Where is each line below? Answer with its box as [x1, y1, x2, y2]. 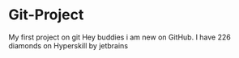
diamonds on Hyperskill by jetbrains [8, 40, 128, 50]
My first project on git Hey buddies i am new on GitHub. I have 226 [8, 32, 231, 42]
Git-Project [8, 6, 84, 24]
